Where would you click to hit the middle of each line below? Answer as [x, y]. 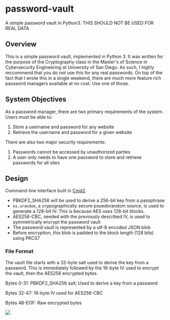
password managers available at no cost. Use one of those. [67, 83]
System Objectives [36, 99]
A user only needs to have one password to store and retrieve [77, 157]
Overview [21, 44]
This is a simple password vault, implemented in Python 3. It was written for [84, 56]
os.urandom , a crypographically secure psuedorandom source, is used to [88, 206]
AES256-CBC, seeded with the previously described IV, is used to [81, 217]
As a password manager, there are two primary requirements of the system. [84, 112]
